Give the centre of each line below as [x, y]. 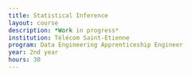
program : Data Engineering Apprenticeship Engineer [95, 45]
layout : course [33, 23]
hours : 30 [25, 60]
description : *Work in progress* [64, 30]
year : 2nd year [33, 52]
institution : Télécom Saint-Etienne [69, 38]
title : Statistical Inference [58, 15]
